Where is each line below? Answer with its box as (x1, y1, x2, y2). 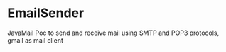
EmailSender (7, 5, 85, 21)
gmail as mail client (7, 36, 64, 44)
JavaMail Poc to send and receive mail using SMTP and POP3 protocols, (7, 28, 220, 37)
